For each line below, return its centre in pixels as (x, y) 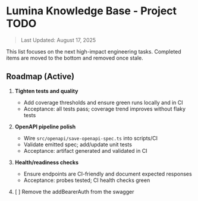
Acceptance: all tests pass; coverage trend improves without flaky (105, 109)
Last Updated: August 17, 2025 (58, 40)
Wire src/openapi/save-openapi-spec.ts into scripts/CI (91, 138)
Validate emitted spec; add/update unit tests (78, 145)
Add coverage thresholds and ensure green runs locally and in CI (103, 102)
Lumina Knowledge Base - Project (92, 11)
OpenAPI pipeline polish (45, 127)
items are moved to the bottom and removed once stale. (75, 58)
